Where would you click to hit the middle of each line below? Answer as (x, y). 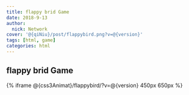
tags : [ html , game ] (31, 40)
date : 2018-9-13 (27, 18)
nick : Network (30, 29)
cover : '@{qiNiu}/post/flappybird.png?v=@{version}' (75, 35)
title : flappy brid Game (38, 12)
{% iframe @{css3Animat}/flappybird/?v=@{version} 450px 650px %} (94, 85)
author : (16, 23)
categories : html (28, 46)
